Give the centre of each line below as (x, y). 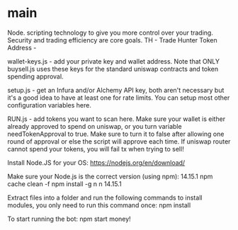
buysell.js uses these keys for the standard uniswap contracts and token (113, 69)
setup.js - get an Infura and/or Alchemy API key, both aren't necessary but (116, 90)
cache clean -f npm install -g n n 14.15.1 (64, 184)
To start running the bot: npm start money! (69, 219)
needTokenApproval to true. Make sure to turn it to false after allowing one (116, 134)
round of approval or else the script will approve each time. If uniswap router (119, 141)
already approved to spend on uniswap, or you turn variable (95, 126)
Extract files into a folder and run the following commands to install (105, 197)
